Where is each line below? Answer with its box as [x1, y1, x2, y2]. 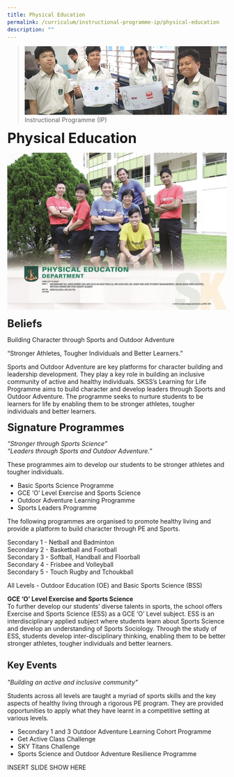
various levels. [7, 713, 49, 722]
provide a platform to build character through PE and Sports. [7, 524, 180, 533]
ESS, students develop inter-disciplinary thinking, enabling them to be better [7, 632, 226, 640]
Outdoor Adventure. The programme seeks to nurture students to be [7, 392, 204, 401]
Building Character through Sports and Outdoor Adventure [7, 335, 175, 343]
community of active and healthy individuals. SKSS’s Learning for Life [7, 377, 207, 385]
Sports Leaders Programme [17, 503, 97, 512]
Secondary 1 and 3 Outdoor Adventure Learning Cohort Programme [17, 727, 212, 736]
